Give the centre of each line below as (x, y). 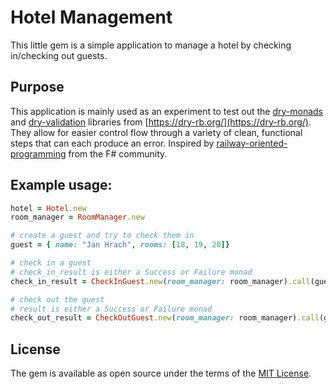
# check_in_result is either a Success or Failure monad (131, 272)
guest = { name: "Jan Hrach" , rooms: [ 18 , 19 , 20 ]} (120, 245)
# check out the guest (57, 299)
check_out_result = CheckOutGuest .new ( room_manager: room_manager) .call (165, 318)
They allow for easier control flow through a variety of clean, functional (156, 132)
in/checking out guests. (59, 55)
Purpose (37, 87)
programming (38, 153)
